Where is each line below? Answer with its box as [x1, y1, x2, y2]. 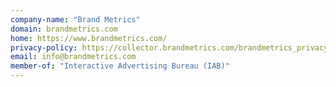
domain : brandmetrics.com [10, 24, 118, 34]
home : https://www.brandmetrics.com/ [10, 33, 168, 43]
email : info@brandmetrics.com [10, 52, 137, 62]
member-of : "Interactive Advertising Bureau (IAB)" [10, 61, 230, 71]
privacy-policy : [10, 42, 78, 53]
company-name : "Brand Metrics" [10, 14, 141, 25]
